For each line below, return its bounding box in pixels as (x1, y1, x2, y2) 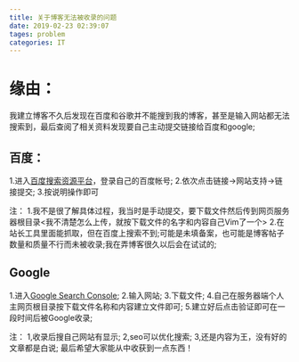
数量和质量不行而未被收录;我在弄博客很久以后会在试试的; (9, 239, 217, 250)
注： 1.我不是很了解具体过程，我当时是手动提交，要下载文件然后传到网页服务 (9, 206, 290, 216)
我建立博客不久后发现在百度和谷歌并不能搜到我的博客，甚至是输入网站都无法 (9, 111, 290, 121)
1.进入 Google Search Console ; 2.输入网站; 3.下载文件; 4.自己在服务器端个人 (9, 290, 285, 300)
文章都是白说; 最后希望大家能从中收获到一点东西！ (9, 342, 194, 353)
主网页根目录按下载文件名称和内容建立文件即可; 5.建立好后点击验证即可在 (9, 300, 279, 312)
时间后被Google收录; (16, 312, 93, 323)
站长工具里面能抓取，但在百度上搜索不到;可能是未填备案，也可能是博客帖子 (9, 228, 285, 238)
